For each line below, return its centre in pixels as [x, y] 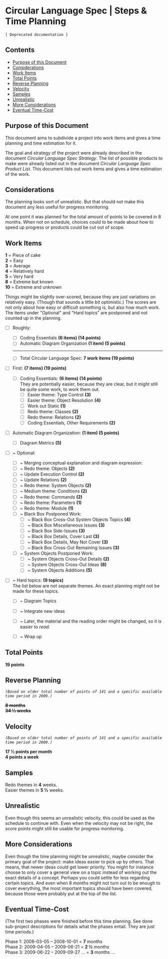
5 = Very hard [19, 277]
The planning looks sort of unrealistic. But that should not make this [75, 202]
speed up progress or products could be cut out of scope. [65, 227]
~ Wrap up [31, 636]
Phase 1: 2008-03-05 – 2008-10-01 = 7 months [54, 941]
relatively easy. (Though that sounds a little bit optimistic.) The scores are [81, 302]
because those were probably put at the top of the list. [61, 893]
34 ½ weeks [18, 711]
